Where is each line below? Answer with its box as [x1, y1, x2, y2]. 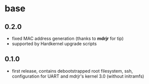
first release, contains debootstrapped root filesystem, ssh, [11, 68, 133, 74]
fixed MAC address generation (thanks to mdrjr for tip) [11, 35, 124, 41]
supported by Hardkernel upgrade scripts [11, 41, 97, 47]
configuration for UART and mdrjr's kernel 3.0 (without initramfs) [11, 73, 145, 79]
